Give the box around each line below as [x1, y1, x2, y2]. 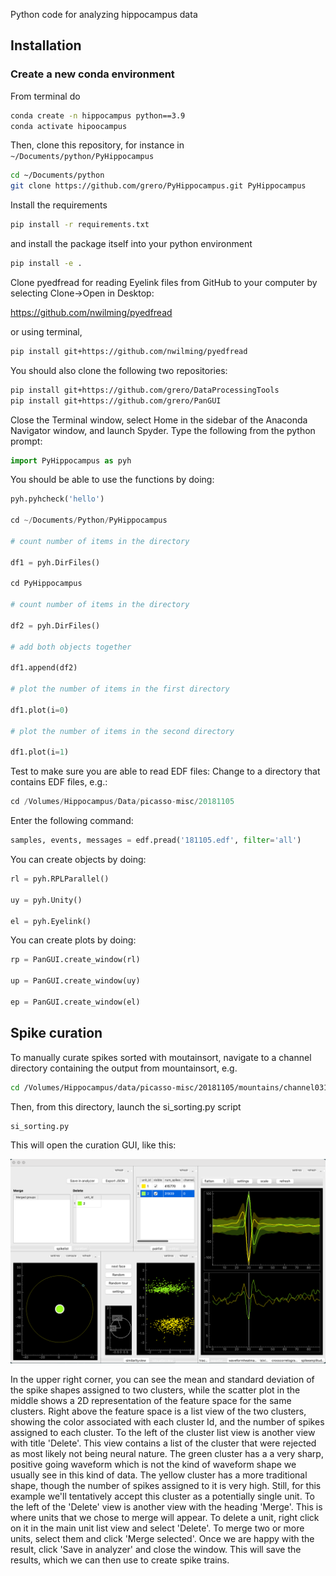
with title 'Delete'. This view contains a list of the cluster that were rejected [10, 1437, 317, 1449]
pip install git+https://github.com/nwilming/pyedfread [10, 346, 248, 356]
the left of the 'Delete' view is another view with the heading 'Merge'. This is [10, 1501, 323, 1513]
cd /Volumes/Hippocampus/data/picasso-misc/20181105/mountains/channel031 [10, 1082, 329, 1093]
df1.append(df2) [10, 663, 78, 673]
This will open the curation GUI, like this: [10, 1139, 177, 1151]
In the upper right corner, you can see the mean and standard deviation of [10, 1374, 315, 1386]
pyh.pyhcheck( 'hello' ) [10, 494, 105, 504]
